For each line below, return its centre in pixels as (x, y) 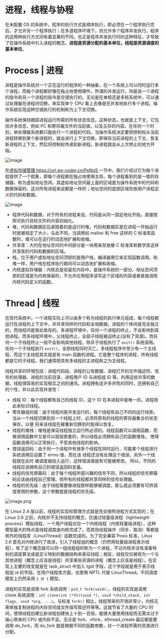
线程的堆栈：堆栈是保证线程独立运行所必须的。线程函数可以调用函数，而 (85, 430)
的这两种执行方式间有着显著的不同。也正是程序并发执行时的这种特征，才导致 (82, 37)
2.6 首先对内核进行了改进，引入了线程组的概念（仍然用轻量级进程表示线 (77, 542)
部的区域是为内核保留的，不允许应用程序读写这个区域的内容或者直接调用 (85, 275)
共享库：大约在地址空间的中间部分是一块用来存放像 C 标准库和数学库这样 (85, 245)
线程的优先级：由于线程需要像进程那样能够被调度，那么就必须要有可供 (83, 485)
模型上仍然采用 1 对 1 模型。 (34, 578)
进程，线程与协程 (40, 10)
